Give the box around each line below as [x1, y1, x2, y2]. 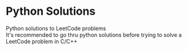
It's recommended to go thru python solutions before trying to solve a [6, 31, 182, 38]
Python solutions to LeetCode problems [6, 25, 106, 32]
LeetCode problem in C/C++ [6, 37, 78, 45]
